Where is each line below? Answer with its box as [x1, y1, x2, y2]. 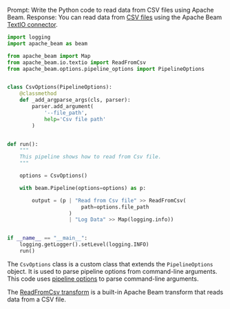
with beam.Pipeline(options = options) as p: [19, 184, 147, 191]
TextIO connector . [7, 21, 59, 28]
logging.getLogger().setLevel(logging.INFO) [19, 241, 149, 248]
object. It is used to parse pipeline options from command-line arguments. [7, 267, 218, 275]
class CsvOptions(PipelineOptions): [7, 84, 112, 91]
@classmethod [19, 90, 57, 97]
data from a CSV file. [7, 295, 67, 303]
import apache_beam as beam [7, 40, 88, 47]
